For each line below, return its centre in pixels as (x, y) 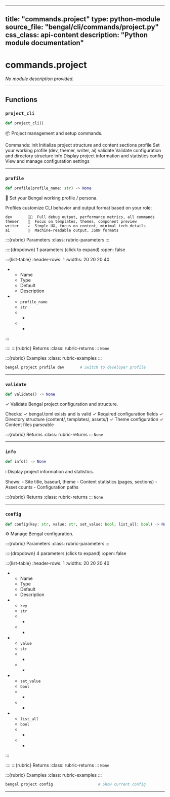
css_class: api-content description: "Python (77, 35)
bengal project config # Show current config (75, 784)
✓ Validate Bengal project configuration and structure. (62, 404)
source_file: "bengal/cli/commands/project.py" (82, 27)
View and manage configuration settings (48, 161)
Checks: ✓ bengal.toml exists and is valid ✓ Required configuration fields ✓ (84, 414)
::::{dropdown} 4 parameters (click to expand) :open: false (66, 553)
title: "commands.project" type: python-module (83, 19)
